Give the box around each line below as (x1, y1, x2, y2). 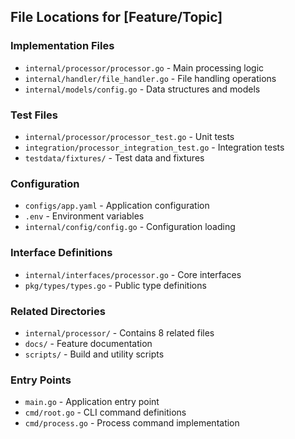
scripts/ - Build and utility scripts (24, 348, 165, 360)
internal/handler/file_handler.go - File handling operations (24, 72, 277, 84)
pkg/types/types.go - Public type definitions (24, 279, 207, 291)
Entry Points (10, 373, 72, 387)
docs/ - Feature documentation (24, 337, 153, 349)
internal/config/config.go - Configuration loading (24, 221, 236, 233)
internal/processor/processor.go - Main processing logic (24, 61, 265, 74)
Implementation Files (10, 39, 115, 53)
